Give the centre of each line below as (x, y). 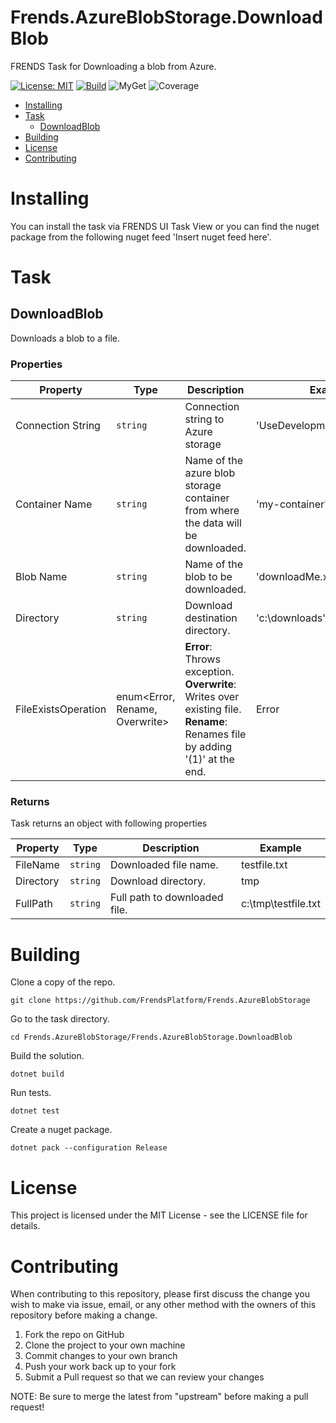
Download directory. (158, 881)
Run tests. (31, 1093)
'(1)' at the (209, 759)
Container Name (54, 504)
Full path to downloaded (167, 898)
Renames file (215, 734)
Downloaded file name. (164, 865)
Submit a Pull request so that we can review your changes (144, 1377)
